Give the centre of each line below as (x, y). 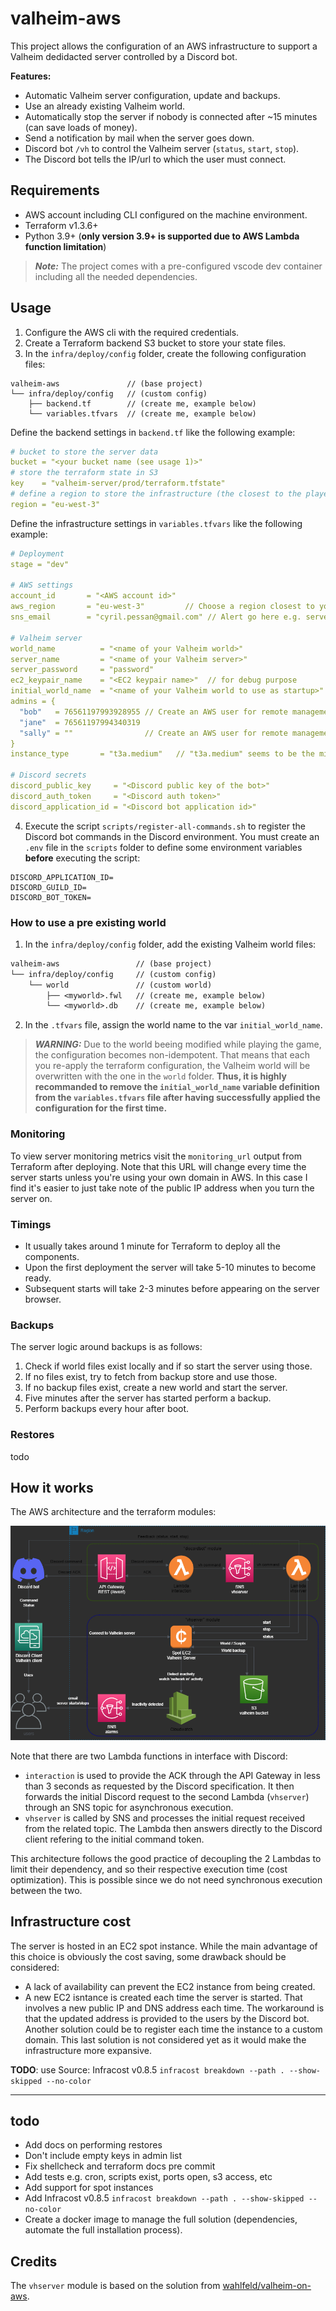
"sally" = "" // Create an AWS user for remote (153, 733)
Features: (31, 76)
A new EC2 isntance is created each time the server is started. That (163, 1997)
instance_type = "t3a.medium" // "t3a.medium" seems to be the (162, 754)
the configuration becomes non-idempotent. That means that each (172, 1055)
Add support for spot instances (89, 2188)
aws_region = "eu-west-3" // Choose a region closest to (162, 607)
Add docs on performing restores (93, 2145)
